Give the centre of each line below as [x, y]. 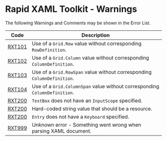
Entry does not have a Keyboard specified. [81, 117]
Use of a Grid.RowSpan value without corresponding [92, 72]
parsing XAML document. [62, 131]
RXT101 [17, 47]
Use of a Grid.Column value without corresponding [90, 58]
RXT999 [17, 128]
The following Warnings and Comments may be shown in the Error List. [78, 23]
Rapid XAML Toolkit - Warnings [71, 9]
